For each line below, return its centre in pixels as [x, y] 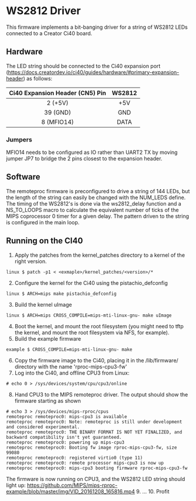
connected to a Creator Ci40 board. [49, 33]
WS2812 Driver [43, 11]
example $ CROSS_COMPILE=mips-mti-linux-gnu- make [69, 349]
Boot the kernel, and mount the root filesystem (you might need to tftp [99, 326]
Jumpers [19, 139]
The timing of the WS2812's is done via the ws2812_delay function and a [94, 203]
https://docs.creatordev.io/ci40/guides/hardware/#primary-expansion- [94, 72]
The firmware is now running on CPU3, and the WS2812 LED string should [96, 479]
